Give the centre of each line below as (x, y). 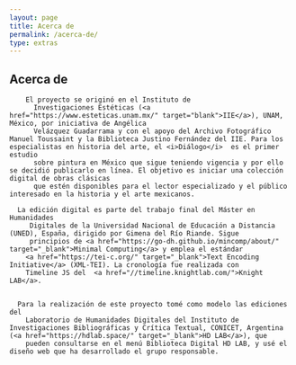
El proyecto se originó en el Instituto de (108, 100)
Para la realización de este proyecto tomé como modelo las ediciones (152, 305)
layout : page (34, 18)
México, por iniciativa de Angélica (78, 124)
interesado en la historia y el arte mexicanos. (102, 194)
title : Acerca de (42, 26)
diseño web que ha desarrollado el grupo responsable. (114, 352)
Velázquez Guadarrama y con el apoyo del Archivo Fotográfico (152, 131)
